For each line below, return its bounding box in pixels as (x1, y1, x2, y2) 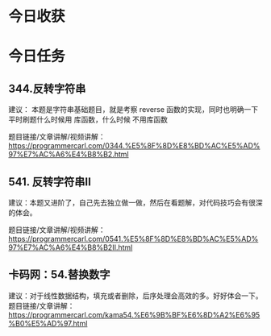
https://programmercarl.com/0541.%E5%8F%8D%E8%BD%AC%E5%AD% (8, 234, 259, 243)
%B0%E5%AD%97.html (8, 318, 88, 328)
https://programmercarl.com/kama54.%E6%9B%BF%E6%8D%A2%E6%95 (8, 309, 261, 319)
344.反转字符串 (8, 81, 86, 95)
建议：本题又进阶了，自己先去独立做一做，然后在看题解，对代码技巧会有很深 (8, 198, 263, 207)
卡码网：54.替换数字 (8, 268, 110, 282)
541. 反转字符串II (8, 175, 91, 189)
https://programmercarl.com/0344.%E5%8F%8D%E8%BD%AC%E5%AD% (8, 141, 261, 151)
